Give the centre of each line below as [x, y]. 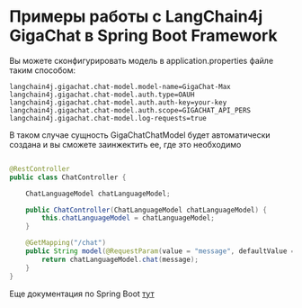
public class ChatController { [68, 177]
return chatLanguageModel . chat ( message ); [120, 259]
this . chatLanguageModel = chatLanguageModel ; [129, 218]
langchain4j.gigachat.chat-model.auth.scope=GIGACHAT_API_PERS [130, 110]
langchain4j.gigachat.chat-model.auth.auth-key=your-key [118, 102]
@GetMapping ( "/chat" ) [66, 243]
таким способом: [43, 70]
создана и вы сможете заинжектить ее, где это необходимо [125, 144]
